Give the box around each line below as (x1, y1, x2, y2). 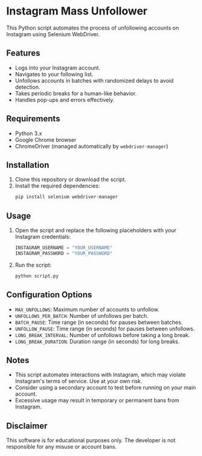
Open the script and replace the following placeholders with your (14, 227, 177, 234)
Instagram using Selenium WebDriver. (6, 30, 100, 37)
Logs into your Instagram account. (14, 64, 101, 71)
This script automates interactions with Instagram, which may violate (14, 371, 186, 378)
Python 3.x (14, 130, 42, 137)
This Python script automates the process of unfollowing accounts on (6, 24, 179, 31)
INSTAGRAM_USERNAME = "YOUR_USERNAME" (14, 245, 113, 251)
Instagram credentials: (14, 233, 71, 241)
